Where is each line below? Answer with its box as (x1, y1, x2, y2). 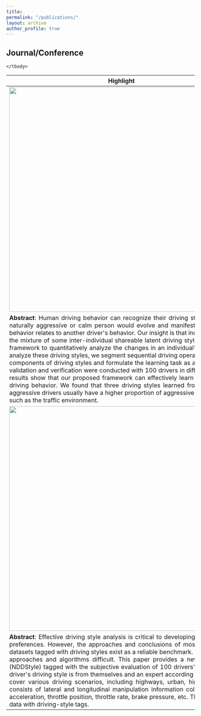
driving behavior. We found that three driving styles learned (9, 381, 185, 389)
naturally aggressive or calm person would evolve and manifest (9, 321, 196, 330)
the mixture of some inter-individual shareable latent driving (9, 336, 182, 345)
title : (6, 8, 23, 15)
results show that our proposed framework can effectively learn (9, 374, 194, 382)
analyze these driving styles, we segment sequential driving (9, 351, 178, 359)
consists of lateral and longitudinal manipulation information (9, 685, 184, 694)
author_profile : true (6, 25, 60, 32)
